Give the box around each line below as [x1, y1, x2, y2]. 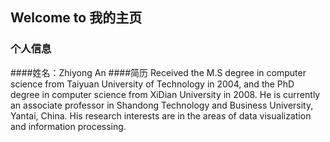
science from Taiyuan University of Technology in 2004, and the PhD [10, 78, 295, 90]
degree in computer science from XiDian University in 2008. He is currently [10, 88, 321, 100]
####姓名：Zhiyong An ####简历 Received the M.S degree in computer [10, 66, 307, 78]
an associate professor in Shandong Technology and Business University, [10, 99, 314, 111]
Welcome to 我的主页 [10, 9, 143, 27]
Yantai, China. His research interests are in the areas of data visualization [10, 109, 312, 122]
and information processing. [10, 120, 127, 132]
